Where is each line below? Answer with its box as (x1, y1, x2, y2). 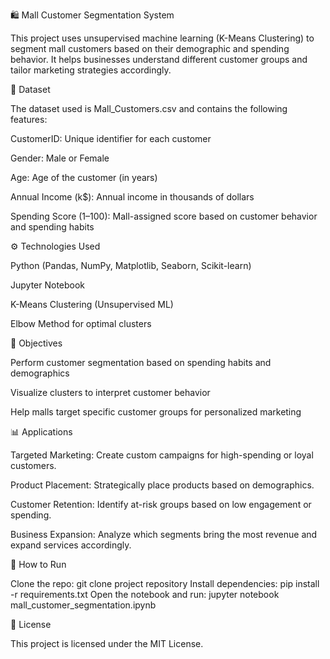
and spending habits (10, 221, 95, 233)
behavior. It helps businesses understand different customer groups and (10, 54, 308, 65)
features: (10, 114, 48, 125)
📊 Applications (10, 426, 73, 438)
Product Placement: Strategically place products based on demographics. (10, 479, 315, 491)
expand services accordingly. (10, 539, 132, 551)
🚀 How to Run (10, 559, 67, 570)
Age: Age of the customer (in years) (10, 172, 158, 183)
